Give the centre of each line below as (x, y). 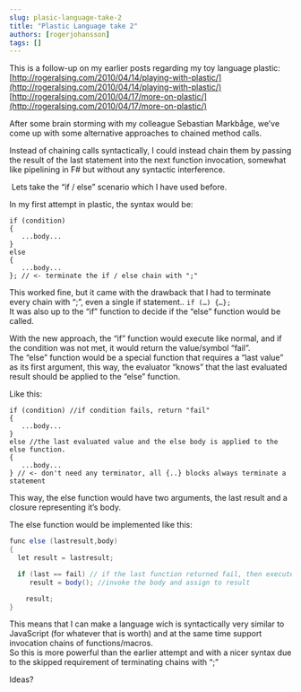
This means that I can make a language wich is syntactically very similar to (147, 624)
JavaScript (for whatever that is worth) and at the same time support (136, 634)
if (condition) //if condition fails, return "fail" (110, 411)
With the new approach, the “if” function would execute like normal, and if (146, 338)
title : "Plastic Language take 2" (74, 26)
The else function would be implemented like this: (101, 525)
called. (21, 321)
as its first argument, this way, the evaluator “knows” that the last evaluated (148, 367)
